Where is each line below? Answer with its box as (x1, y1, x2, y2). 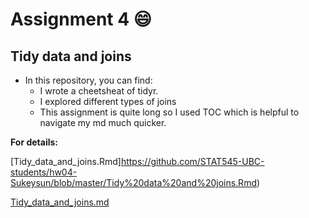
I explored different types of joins (39, 96, 177, 107)
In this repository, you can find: (24, 74, 153, 86)
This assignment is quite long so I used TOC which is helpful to (39, 106, 300, 118)
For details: (10, 136, 59, 148)
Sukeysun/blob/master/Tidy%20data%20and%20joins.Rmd (10, 177, 257, 188)
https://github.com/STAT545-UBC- (120, 156, 265, 167)
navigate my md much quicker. (39, 117, 167, 128)
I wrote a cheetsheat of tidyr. (39, 85, 159, 97)
